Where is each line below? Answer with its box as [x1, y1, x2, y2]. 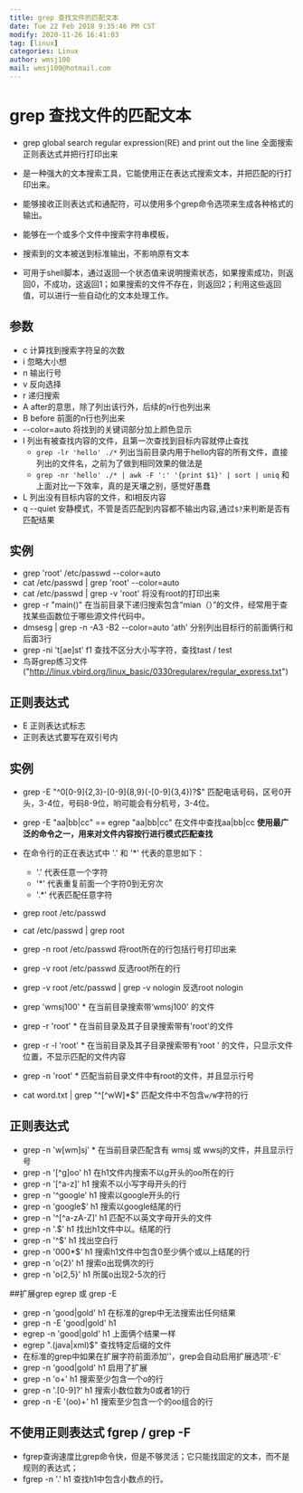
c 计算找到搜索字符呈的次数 [22, 345, 125, 356]
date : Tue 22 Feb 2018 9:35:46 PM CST [9, 22, 156, 31]
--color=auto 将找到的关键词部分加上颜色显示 [22, 423, 193, 434]
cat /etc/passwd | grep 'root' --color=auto [22, 577, 180, 588]
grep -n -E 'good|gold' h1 [22, 1317, 117, 1328]
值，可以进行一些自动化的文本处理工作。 [22, 290, 174, 300]
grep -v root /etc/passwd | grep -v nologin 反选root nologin [22, 983, 244, 994]
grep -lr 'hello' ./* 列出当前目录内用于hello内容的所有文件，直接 [35, 446, 289, 457]
